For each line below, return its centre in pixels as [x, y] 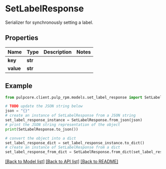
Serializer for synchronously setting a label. [49, 22]
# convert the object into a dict [41, 138]
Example [19, 86]
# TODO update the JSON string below [44, 106]
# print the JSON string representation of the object [63, 124]
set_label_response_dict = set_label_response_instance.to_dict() [75, 143]
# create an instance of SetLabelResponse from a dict [63, 147]
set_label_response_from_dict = [38, 152]
